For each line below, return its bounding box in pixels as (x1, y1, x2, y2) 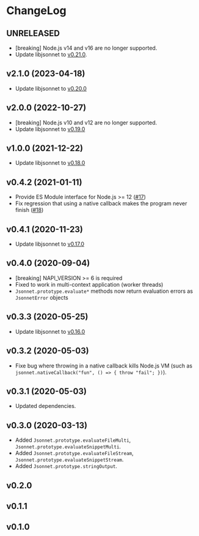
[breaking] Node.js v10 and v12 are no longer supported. (15, 119, 157, 126)
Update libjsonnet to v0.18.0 (15, 159, 85, 167)
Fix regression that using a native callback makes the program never (15, 200, 187, 207)
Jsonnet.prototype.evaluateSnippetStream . (15, 456, 124, 463)
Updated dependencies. (15, 402, 76, 410)
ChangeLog (6, 4, 67, 18)
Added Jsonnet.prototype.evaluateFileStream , (15, 450, 134, 457)
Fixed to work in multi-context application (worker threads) (15, 281, 164, 288)
